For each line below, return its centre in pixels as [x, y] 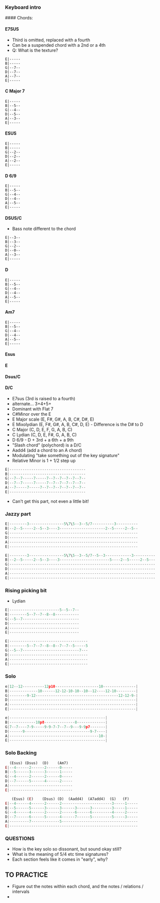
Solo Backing [21, 753]
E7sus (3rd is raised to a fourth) [44, 398]
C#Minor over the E [32, 414]
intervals [21, 892]
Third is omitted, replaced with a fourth [51, 40]
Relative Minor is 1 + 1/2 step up [44, 460]
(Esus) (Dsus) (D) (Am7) [39, 763]
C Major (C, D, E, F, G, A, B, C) [42, 429]
